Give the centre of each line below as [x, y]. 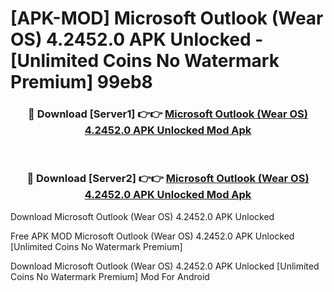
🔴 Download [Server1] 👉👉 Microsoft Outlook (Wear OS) [168, 114]
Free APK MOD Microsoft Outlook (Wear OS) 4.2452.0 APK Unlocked [152, 236]
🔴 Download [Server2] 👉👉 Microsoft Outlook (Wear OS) [168, 179]
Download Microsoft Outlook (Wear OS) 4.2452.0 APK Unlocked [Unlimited [165, 266]
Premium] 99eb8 [81, 82]
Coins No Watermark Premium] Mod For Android [110, 276]
